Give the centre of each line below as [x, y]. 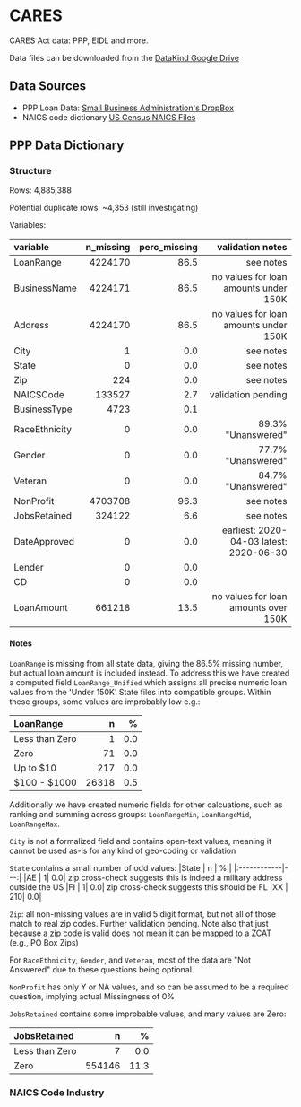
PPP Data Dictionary [67, 146]
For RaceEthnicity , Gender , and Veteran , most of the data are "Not [130, 960]
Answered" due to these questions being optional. [102, 969]
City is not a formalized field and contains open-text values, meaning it [140, 841]
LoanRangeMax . [34, 824]
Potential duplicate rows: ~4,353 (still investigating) [104, 208]
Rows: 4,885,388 [40, 190]
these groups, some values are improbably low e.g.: [105, 702]
